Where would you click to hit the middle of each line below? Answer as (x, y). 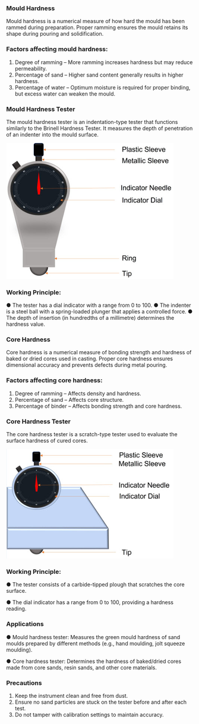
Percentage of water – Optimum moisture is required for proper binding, (102, 87)
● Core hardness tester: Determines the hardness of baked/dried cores (94, 661)
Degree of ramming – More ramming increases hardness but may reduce (104, 62)
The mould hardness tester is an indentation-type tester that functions (92, 122)
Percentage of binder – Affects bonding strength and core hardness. (98, 406)
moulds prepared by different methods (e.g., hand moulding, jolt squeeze (96, 643)
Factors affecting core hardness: (54, 380)
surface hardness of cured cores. (47, 441)
